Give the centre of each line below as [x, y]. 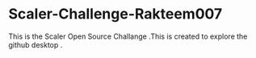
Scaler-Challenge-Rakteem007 [115, 14]
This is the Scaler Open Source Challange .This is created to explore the [128, 36]
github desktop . [36, 44]
